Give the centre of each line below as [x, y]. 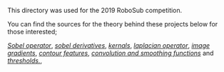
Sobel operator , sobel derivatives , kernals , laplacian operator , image [109, 45]
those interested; [32, 32]
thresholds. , [25, 61]
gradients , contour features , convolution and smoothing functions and [111, 53]
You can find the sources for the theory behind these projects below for [113, 24]
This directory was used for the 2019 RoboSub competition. [95, 10]
